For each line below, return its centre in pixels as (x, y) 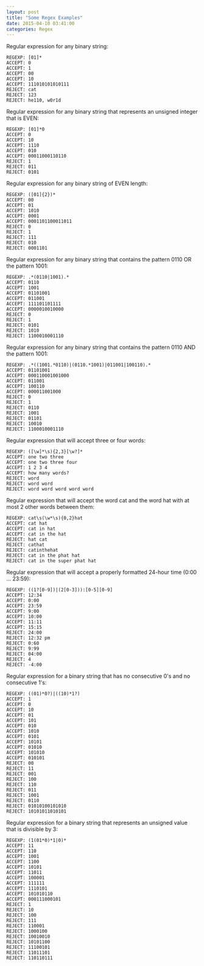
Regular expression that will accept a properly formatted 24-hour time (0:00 (101, 573)
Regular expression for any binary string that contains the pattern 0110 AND (101, 347)
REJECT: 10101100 (28, 942)
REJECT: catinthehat (33, 551)
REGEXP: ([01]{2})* (31, 195)
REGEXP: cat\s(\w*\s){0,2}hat (45, 518)
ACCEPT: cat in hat (31, 529)
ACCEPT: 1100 (23, 862)
